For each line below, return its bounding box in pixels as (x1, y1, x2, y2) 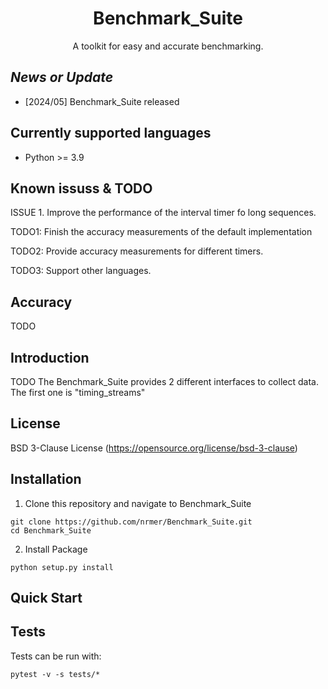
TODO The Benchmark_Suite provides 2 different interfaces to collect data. (10, 376, 319, 387)
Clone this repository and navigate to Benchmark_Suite (24, 497, 252, 509)
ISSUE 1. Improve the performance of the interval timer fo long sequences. (10, 207, 317, 219)
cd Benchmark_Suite (10, 525, 92, 536)
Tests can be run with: (10, 650, 102, 662)
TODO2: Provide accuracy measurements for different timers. (10, 245, 264, 257)
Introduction (10, 349, 90, 366)
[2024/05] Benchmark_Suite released (24, 95, 180, 107)
